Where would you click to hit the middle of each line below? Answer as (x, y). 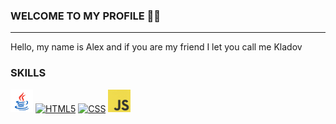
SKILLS (28, 73)
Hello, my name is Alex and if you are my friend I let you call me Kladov (156, 47)
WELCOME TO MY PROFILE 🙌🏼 (86, 16)
